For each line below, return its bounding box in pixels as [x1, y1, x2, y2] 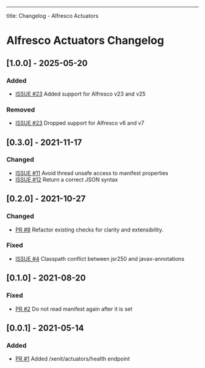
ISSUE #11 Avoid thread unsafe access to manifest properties [15, 169, 169, 176]
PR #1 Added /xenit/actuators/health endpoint [15, 355, 130, 362]
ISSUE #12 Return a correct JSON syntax [15, 176, 118, 183]
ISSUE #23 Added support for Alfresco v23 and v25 [15, 90, 146, 97]
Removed [6, 105, 35, 114]
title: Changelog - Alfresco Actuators [6, 12, 99, 19]
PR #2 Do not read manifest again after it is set [15, 305, 133, 312]
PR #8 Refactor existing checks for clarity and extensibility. [15, 226, 164, 233]
